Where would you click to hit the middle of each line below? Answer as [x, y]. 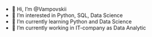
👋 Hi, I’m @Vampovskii [39, 9]
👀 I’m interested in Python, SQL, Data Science [67, 15]
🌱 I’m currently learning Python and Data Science [72, 21]
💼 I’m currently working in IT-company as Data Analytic [79, 28]
